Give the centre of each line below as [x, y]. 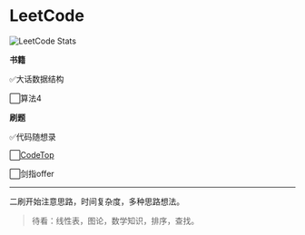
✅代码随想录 [33, 136]
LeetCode [47, 16]
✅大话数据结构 [37, 79]
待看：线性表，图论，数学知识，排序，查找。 [115, 220]
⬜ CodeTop [32, 154]
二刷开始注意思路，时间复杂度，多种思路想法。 [97, 201]
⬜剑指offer [32, 173]
